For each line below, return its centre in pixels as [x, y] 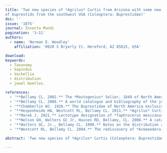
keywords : [15, 60]
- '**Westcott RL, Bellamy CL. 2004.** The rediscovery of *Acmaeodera [85, 129]
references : [17, 92]
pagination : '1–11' [25, 33]
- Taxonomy [21, 65]
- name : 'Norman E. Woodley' [40, 42]
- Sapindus [21, 70]
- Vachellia [22, 74]
